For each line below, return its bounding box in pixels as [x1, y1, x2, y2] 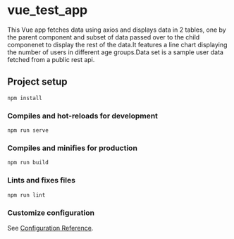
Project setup [7, 76, 68, 88]
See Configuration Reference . [7, 223, 94, 232]
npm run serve [7, 127, 49, 134]
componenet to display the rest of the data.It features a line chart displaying [7, 40, 228, 49]
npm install [7, 94, 42, 102]
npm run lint [7, 191, 46, 199]
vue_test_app [7, 2, 88, 18]
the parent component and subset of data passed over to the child [7, 32, 200, 41]
